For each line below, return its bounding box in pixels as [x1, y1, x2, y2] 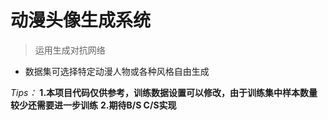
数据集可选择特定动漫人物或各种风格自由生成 [24, 65, 210, 77]
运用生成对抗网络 [34, 44, 106, 56]
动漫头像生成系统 [10, 9, 152, 32]
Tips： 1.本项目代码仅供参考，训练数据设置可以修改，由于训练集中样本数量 [10, 86, 318, 98]
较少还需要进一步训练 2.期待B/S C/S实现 [10, 99, 177, 111]
